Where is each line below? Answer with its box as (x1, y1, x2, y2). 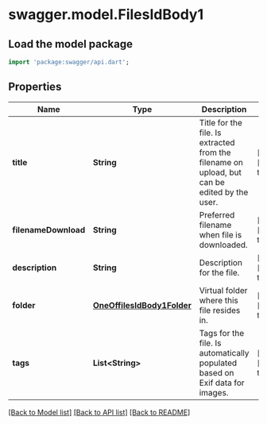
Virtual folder (199, 284, 248, 295)
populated (199, 357, 238, 368)
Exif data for (199, 377, 245, 388)
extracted (199, 137, 236, 148)
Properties (8, 80, 62, 94)
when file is (199, 229, 242, 240)
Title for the (199, 117, 242, 128)
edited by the (199, 187, 249, 198)
